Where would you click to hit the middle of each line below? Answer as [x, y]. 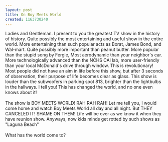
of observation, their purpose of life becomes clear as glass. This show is [81, 77]
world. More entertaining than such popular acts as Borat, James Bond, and [83, 44]
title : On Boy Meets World [33, 15]
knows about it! [21, 92]
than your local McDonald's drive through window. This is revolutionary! [79, 65]
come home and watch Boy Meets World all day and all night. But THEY [79, 108]
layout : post [19, 10]
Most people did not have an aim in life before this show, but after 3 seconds [84, 71]
